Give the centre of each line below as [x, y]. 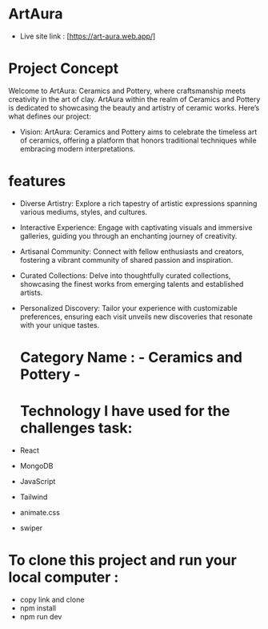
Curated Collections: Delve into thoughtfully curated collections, [125, 275]
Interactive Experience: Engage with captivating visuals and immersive [136, 227]
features [37, 181]
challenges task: [76, 428]
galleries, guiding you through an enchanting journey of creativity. [128, 236]
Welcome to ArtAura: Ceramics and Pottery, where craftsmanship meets [127, 91]
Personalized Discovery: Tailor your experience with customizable [128, 308]
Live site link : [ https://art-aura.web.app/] [88, 36]
